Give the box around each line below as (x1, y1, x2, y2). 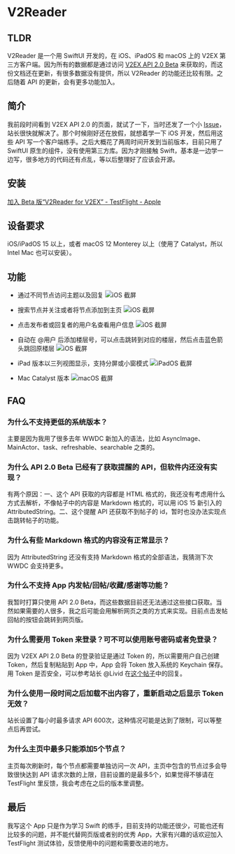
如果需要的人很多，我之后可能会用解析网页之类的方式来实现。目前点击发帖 (13, 606, 228, 615)
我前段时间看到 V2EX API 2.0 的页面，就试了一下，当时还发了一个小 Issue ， (7, 120, 226, 128)
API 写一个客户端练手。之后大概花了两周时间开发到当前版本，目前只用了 (15, 137, 223, 146)
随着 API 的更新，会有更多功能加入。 (13, 78, 119, 86)
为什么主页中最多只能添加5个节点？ (7, 744, 127, 754)
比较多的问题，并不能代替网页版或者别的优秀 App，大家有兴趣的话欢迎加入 (7, 830, 223, 839)
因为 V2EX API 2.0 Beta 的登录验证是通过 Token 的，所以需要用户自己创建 (7, 652, 220, 660)
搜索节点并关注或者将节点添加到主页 (17, 306, 122, 314)
